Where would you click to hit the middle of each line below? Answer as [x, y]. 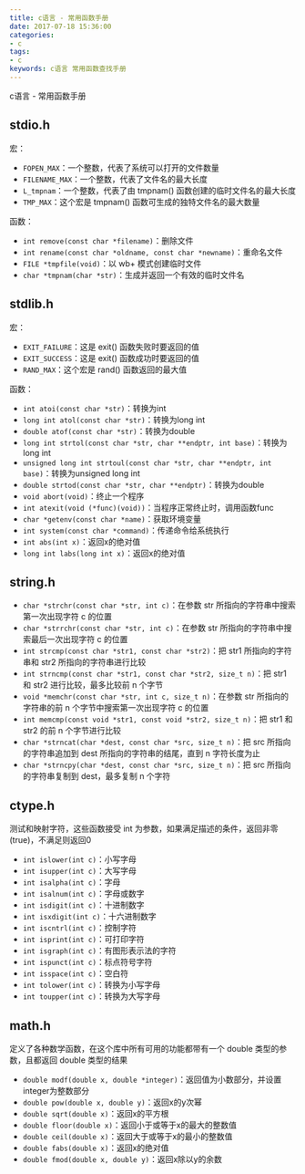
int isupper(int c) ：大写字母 [79, 871]
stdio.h [30, 125]
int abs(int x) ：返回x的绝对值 [81, 541]
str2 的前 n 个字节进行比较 [71, 731]
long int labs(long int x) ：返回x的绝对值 [104, 553]
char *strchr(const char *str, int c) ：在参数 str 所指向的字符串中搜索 [159, 605]
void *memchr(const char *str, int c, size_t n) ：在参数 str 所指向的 [156, 696]
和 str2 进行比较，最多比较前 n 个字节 [93, 685]
